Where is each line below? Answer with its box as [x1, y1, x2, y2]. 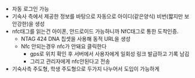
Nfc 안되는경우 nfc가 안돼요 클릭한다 [20, 43, 107, 50]
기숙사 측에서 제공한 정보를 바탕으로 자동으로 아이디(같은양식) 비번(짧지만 [11, 13, 183, 20]
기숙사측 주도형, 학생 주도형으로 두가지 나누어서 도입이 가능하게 [11, 65, 160, 72]
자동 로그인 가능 [11, 5, 49, 12]
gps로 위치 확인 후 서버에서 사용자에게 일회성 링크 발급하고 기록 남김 [29, 50, 190, 57]
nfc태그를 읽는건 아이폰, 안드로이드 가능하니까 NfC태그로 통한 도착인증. [11, 28, 179, 35]
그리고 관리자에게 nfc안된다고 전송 [29, 58, 110, 65]
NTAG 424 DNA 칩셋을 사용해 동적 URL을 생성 [20, 35, 131, 42]
